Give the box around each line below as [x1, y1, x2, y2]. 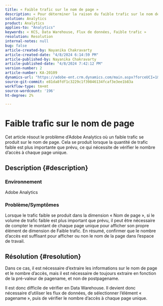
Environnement [5, 178, 42, 185]
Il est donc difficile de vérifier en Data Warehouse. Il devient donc [5, 285, 136, 290]
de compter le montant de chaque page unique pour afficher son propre [5, 223, 149, 229]
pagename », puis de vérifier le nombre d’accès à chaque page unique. [5, 295, 147, 301]
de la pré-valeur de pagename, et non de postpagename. [5, 275, 120, 281]
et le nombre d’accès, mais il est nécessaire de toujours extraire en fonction [5, 270, 156, 276]
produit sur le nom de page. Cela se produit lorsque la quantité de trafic [5, 139, 148, 145]
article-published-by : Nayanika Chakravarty [5, 57, 97, 62]
